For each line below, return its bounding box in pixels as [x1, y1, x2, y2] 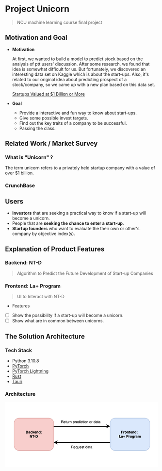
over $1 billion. [5, 170, 34, 176]
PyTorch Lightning [12, 368, 49, 374]
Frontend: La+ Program [5, 283, 61, 289]
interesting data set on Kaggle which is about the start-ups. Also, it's [12, 71, 149, 77]
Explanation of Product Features [5, 245, 105, 253]
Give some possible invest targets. [19, 115, 88, 121]
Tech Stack [5, 347, 32, 353]
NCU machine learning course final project [16, 19, 103, 25]
